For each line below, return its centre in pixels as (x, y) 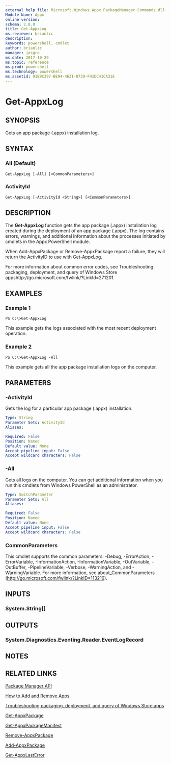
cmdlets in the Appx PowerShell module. (48, 241)
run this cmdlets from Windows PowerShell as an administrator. (72, 485)
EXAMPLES (24, 294)
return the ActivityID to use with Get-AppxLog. (54, 257)
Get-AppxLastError (25, 755)
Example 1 (18, 308)
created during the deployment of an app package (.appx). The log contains (85, 231)
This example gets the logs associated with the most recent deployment (81, 328)
